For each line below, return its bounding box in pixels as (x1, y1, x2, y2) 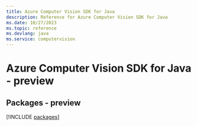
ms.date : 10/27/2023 (6, 20, 57, 25)
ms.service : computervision (6, 36, 76, 42)
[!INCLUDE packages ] (6, 114, 60, 120)
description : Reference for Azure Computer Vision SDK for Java (6, 14, 168, 20)
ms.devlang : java (6, 31, 49, 37)
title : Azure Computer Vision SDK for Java (6, 8, 115, 15)
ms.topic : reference (6, 25, 57, 31)
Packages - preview (6, 98, 81, 108)
